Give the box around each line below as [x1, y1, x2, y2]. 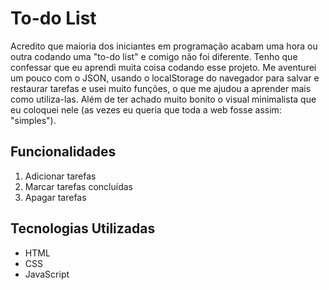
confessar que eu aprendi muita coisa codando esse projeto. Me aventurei [10, 61, 317, 73]
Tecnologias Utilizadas [10, 220, 156, 237]
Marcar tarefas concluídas [24, 180, 133, 192]
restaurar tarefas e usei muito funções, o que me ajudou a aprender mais [10, 82, 312, 94]
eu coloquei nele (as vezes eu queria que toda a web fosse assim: [10, 103, 282, 116]
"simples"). [10, 114, 57, 126]
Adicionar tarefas [24, 170, 97, 182]
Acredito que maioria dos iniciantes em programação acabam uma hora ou [10, 40, 318, 52]
